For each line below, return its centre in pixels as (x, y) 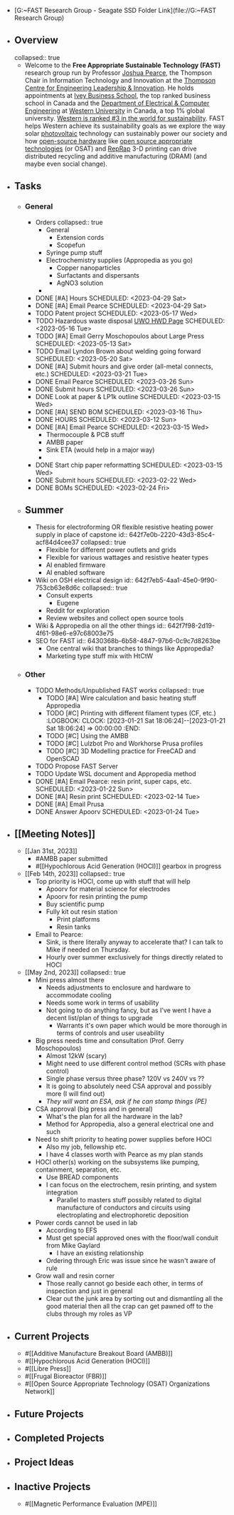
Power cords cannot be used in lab (86, 1223)
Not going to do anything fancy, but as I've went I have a (129, 1010)
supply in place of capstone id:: (81, 535)
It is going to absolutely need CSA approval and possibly (129, 1086)
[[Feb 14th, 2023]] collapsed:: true (75, 874)
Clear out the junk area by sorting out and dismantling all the (134, 1299)
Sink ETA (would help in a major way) (100, 450)
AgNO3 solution (80, 283)
